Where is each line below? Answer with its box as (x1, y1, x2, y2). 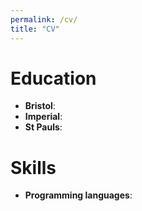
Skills (10, 156, 57, 179)
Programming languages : (24, 189, 133, 201)
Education (10, 67, 97, 90)
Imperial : (24, 111, 63, 123)
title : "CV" (10, 24, 60, 34)
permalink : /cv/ (10, 14, 78, 25)
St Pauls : (24, 121, 63, 133)
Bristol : (24, 100, 56, 112)
